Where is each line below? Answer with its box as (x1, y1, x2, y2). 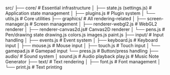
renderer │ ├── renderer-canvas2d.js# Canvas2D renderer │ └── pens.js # (5, 26, 165, 32)
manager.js (5, 21, 29, 27)
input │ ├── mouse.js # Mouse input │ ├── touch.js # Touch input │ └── (5, 43, 160, 48)
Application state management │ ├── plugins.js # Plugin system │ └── (5, 10, 156, 16)
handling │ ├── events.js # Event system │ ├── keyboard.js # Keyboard (5, 37, 158, 43)
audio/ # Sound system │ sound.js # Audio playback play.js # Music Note (5, 53, 159, 59)
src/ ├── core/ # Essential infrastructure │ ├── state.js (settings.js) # (5, 5, 152, 11)
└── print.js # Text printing (5, 64, 63, 70)
